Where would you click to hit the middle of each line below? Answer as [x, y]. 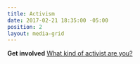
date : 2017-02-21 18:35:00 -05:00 [58, 20]
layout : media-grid [36, 33]
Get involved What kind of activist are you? [70, 53]
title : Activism [31, 14]
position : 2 [25, 27]
